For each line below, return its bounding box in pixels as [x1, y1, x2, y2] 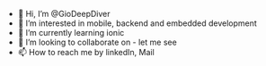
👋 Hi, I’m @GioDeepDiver [17, 9, 111, 19]
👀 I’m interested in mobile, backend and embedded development [17, 18, 258, 29]
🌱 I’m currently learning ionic [17, 28, 125, 37]
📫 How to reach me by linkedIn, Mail [17, 47, 155, 57]
